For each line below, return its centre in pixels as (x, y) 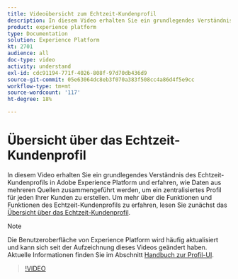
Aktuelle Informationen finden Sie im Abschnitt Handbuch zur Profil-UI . (110, 254)
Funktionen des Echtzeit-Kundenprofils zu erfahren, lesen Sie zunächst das (118, 205)
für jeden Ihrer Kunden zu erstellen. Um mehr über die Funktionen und (110, 197)
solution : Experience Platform (53, 40)
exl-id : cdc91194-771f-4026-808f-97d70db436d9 (77, 73)
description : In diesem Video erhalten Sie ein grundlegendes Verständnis (120, 20)
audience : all (28, 54)
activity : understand (39, 66)
